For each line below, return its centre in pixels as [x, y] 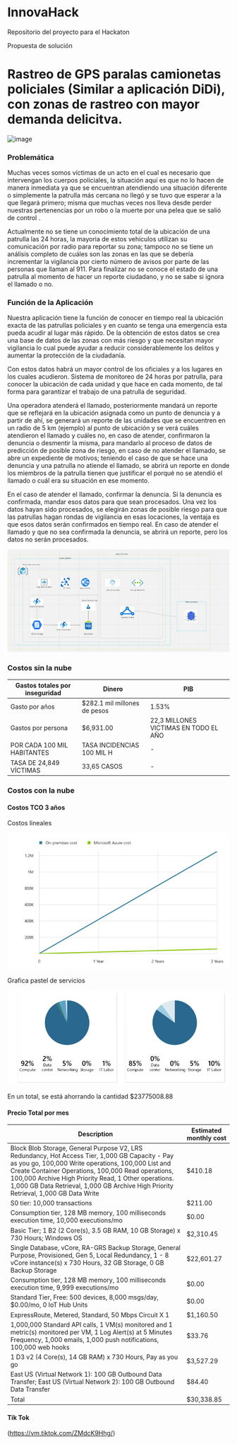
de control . [24, 218]
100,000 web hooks [40, 1347]
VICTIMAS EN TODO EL [184, 728]
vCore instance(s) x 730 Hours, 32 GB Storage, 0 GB [87, 1262]
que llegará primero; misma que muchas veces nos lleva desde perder [109, 203]
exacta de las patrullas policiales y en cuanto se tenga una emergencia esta [117, 326]
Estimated [207, 1130]
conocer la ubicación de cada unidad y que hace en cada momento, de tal [115, 384]
